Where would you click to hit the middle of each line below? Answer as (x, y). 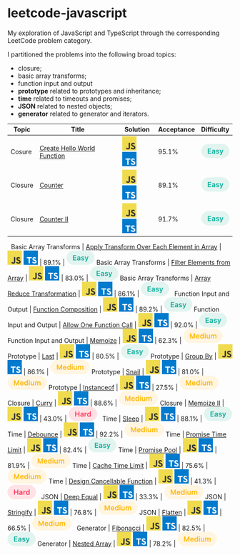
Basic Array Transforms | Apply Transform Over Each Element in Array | (116, 246)
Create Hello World (67, 148)
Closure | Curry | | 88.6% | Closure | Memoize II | (116, 403)
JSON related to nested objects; (65, 106)
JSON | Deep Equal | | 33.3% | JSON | (134, 496)
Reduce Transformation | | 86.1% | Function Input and (119, 294)
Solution (137, 129)
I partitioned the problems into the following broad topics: (92, 54)
